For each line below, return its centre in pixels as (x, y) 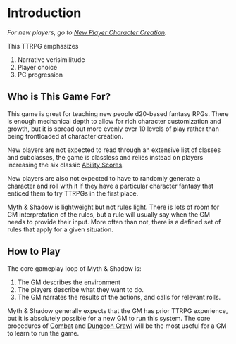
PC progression (40, 75)
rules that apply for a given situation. (61, 229)
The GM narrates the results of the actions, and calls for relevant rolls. (119, 297)
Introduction (44, 13)
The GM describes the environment (69, 282)
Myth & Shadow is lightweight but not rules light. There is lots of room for (113, 207)
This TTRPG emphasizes (43, 46)
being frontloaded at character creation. (65, 136)
